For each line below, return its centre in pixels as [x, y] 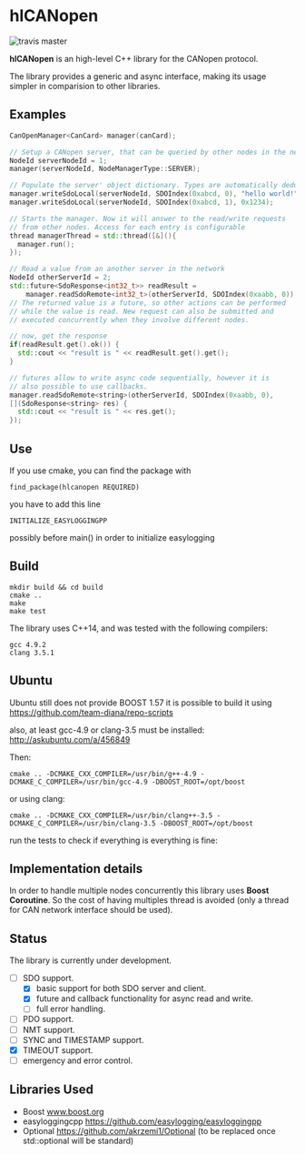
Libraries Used [51, 1090]
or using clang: [37, 798]
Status [29, 938]
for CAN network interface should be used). [91, 910]
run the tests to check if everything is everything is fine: [113, 840]
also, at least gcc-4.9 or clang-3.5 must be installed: [107, 730]
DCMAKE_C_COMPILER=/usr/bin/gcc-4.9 [79, 782]
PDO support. [48, 1019]
